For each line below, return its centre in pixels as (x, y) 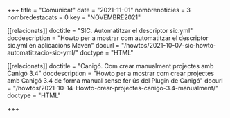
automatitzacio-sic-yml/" (43, 52)
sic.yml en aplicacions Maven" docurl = (63, 45)
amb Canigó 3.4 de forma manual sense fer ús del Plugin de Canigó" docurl (115, 81)
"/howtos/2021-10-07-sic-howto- (169, 45)
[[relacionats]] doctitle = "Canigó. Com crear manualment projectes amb (110, 66)
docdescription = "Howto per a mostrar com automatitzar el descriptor (108, 38)
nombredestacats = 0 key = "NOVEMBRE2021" (74, 17)
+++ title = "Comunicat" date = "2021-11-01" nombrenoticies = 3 (99, 10)
